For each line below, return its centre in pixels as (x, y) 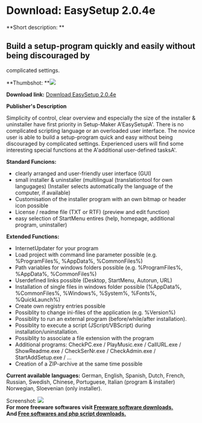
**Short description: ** (35, 27)
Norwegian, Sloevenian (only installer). (54, 388)
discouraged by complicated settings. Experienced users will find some (95, 143)
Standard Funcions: (31, 161)
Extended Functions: (33, 236)
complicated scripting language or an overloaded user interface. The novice (101, 131)
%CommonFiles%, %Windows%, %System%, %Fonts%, (86, 293)
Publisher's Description (36, 106)
